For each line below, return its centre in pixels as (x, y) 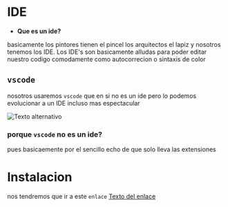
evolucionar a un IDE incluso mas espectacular (74, 103)
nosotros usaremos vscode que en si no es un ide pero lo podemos (102, 96)
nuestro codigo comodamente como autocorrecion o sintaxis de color (106, 59)
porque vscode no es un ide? (55, 134)
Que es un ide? (39, 31)
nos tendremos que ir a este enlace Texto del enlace (82, 196)
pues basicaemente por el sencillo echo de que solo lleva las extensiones (112, 150)
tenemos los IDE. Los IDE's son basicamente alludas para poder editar (107, 52)
